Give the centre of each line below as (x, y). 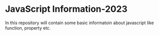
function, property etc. (28, 28)
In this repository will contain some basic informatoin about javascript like (79, 23)
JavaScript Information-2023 (66, 9)
